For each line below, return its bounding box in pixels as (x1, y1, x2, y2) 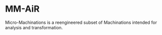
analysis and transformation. (5, 24, 63, 30)
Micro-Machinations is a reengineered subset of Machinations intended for (5, 19, 157, 25)
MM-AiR (5, 3, 40, 15)
